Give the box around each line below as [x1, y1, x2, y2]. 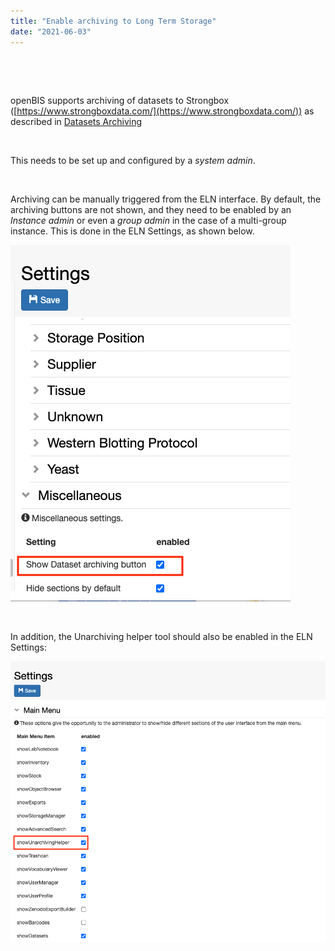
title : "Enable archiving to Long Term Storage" [10, 16, 217, 26]
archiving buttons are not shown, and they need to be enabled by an [10, 203, 292, 215]
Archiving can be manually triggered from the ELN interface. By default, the [10, 193, 322, 205]
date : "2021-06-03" [10, 26, 92, 37]
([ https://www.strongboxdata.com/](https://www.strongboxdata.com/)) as [10, 105, 315, 117]
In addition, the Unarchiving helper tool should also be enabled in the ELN [10, 630, 313, 642]
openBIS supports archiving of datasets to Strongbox [10, 94, 230, 106]
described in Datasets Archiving [10, 115, 143, 127]
